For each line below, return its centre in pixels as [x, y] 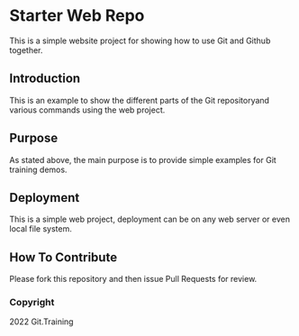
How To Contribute [63, 257]
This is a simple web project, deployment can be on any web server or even [150, 219]
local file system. [41, 229]
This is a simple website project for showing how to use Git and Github [140, 41]
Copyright [32, 303]
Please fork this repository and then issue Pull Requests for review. [133, 279]
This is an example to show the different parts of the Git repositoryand [140, 100]
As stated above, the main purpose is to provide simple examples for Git [143, 159]
